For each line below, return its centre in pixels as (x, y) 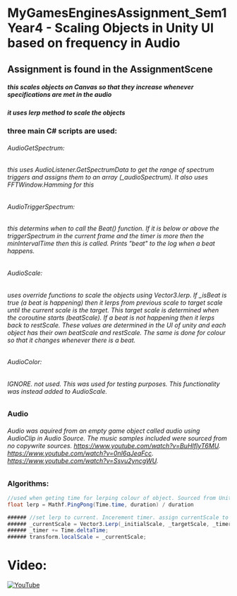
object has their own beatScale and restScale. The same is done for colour (116, 332)
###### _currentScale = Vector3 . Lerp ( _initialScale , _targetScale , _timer (120, 524)
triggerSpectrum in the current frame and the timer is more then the (106, 236)
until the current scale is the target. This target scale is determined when (113, 310)
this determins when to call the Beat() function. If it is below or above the (114, 228)
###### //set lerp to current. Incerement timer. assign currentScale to (118, 518)
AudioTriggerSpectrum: (41, 206)
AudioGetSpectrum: (36, 148)
